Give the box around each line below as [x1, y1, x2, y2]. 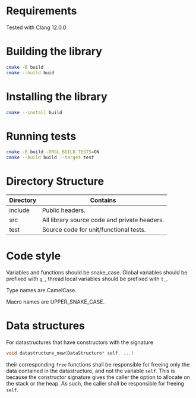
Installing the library [6, 90, 108, 103]
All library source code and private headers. [42, 216, 165, 224]
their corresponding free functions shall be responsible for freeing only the [6, 361, 190, 368]
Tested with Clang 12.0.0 [6, 24, 67, 31]
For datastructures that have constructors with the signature [6, 339, 153, 346]
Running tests [6, 129, 77, 143]
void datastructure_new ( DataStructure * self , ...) [6, 350, 134, 356]
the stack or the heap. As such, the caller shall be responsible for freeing [6, 380, 184, 387]
